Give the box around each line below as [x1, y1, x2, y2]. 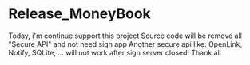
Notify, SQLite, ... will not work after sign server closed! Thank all [8, 48, 221, 57]
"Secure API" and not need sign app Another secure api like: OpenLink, [8, 39, 242, 48]
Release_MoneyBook [8, 5, 152, 23]
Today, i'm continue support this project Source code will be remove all [8, 31, 242, 40]
